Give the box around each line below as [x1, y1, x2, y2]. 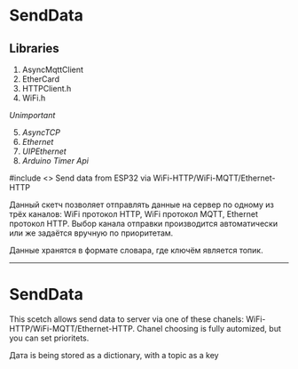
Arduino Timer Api [21, 156, 90, 165]
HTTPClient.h [21, 84, 72, 93]
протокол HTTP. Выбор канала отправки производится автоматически [9, 219, 278, 229]
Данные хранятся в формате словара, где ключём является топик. [9, 245, 263, 255]
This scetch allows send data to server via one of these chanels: [9, 313, 245, 325]
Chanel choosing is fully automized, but [137, 323, 282, 333]
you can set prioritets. [9, 333, 90, 343]
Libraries [9, 41, 59, 56]
